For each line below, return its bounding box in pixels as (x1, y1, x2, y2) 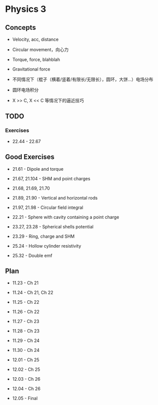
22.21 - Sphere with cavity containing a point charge (12, 214, 119, 220)
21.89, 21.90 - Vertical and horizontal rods (12, 195, 98, 201)
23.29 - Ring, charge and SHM (12, 233, 75, 239)
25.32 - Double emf (12, 252, 53, 259)
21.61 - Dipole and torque (12, 166, 63, 172)
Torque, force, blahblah (12, 57, 60, 63)
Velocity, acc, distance (12, 36, 59, 42)
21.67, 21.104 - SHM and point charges (12, 175, 91, 182)
